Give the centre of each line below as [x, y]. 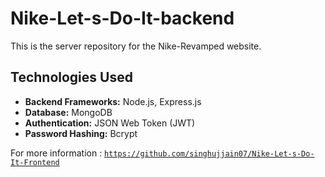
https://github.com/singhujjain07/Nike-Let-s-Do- [209, 153]
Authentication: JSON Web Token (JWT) [110, 123]
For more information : [56, 153]
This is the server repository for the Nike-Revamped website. [136, 46]
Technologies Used [71, 77]
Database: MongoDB [68, 112]
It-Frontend [35, 162]
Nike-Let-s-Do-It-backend [122, 18]
